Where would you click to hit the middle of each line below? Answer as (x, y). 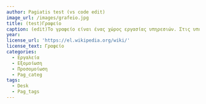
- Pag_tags (26, 92)
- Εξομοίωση (27, 63)
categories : (21, 52)
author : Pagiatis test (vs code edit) (56, 12)
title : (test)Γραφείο (34, 23)
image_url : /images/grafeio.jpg (48, 18)
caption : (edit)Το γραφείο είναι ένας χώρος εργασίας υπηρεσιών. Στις (98, 29)
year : (13, 35)
